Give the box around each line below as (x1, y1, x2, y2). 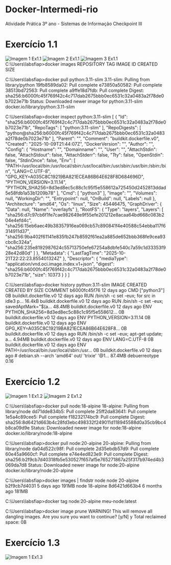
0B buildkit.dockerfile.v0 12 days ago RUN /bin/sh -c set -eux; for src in (5, 293, 156, 299)
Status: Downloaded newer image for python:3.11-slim (30, 98, 143, 104)
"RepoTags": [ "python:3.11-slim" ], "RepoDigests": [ (32, 124, 141, 130)
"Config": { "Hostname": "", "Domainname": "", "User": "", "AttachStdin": (5, 146, 157, 152)
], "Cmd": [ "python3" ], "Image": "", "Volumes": (56, 190, 157, 196)
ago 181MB (5, 488, 28, 494)
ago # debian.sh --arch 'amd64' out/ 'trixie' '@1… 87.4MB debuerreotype (5, 353, 159, 359)
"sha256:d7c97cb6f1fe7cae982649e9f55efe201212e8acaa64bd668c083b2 (5, 211, 164, 218)
